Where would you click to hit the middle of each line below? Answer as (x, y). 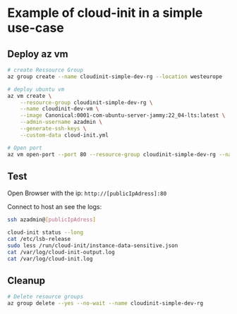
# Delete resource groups (45, 297)
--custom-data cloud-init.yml (65, 135)
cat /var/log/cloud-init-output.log (61, 252)
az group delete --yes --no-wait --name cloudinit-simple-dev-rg (105, 303)
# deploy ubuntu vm (36, 89)
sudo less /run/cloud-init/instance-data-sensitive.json (93, 245)
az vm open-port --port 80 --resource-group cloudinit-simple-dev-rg (112, 154)
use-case (36, 28)
